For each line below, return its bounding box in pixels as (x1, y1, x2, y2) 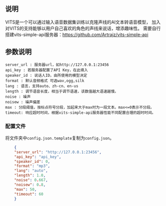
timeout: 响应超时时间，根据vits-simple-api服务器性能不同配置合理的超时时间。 (5, 110, 156, 115)
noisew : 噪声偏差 (5, 99, 40, 104)
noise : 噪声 (5, 94, 31, 99)
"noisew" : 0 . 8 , (14, 182, 46, 187)
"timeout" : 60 (14, 191, 43, 196)
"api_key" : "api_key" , (14, 154, 61, 159)
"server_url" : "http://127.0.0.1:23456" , (14, 149, 101, 154)
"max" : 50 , (14, 187, 37, 192)
